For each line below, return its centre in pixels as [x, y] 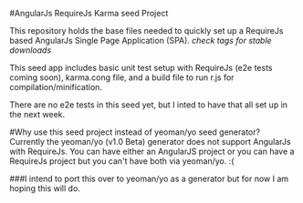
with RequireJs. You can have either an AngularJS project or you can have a [152, 151]
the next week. [37, 114]
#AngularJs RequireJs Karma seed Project [89, 13]
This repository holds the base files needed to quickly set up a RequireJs [146, 30]
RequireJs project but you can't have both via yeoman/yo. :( [122, 161]
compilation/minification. [56, 87]
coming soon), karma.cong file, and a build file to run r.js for [122, 77]
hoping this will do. [45, 188]
